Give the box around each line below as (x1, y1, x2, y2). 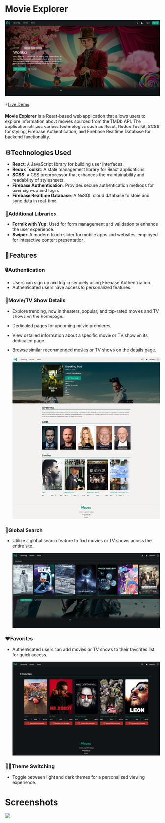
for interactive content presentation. (12, 237, 85, 243)
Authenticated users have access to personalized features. (12, 285, 132, 291)
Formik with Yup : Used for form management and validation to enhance (12, 222, 158, 227)
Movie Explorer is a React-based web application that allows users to (5, 113, 146, 119)
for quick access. (12, 652, 48, 658)
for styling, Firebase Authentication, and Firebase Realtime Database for (5, 129, 151, 135)
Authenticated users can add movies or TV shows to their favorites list (12, 646, 155, 653)
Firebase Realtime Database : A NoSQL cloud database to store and (12, 193, 150, 199)
